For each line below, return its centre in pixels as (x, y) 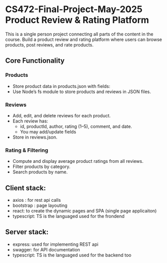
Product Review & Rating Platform (77, 20)
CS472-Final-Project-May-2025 (74, 9)
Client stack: (26, 188)
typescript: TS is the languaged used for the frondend (68, 216)
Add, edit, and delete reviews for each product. (62, 115)
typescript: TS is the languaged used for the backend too (72, 255)
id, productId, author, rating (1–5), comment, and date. (76, 126)
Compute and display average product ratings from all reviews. (78, 161)
